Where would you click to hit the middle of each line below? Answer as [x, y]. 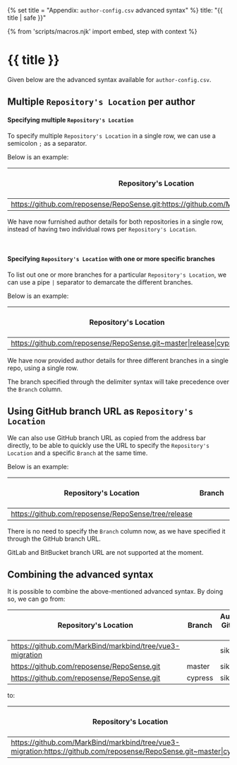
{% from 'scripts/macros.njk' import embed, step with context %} [102, 31]
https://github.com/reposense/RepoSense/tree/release [102, 514]
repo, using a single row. [43, 368]
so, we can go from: [36, 599]
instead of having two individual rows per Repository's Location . [102, 229]
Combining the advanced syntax [80, 574]
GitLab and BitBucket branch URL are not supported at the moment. [105, 552]
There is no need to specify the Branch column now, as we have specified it [116, 531]
